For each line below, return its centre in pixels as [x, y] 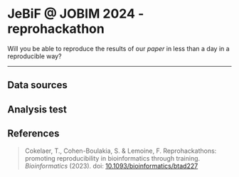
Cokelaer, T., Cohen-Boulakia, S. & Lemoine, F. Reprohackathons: [121, 151]
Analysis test [37, 109]
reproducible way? [34, 56]
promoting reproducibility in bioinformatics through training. [112, 158]
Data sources [37, 85]
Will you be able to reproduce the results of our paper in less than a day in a [118, 48]
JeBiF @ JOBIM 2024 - [76, 14]
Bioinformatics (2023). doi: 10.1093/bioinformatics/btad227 [111, 166]
